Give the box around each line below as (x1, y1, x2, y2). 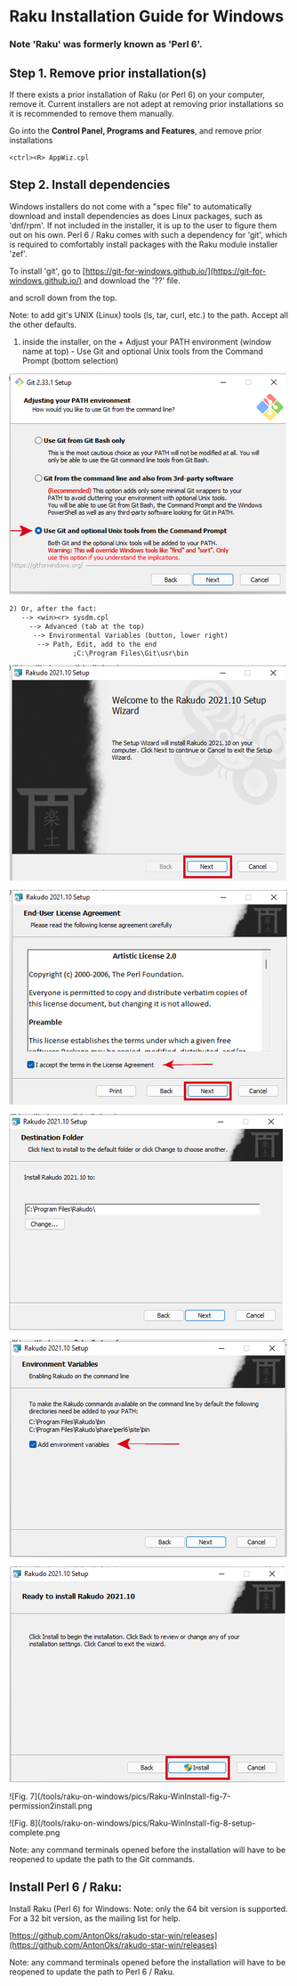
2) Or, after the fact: (9, 604, 98, 613)
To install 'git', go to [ (9, 266, 86, 276)
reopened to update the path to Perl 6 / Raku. (9, 1966, 175, 1977)
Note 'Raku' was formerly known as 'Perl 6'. (9, 38, 203, 51)
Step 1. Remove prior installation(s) (9, 65, 207, 81)
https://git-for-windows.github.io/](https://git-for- (84, 266, 267, 276)
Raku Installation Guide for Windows (9, 6, 285, 27)
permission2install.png (9, 1800, 93, 1810)
